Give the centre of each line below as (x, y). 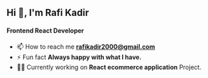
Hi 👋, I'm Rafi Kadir (48, 13)
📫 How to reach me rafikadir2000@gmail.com (86, 47)
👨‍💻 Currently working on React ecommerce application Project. (109, 67)
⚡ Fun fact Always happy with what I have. (79, 57)
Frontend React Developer (45, 30)
